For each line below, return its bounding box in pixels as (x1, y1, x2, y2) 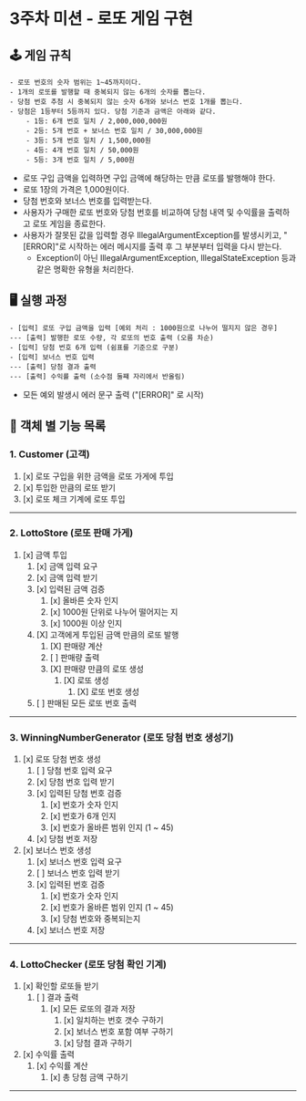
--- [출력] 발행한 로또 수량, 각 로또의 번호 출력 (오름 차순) (9, 333, 214, 342)
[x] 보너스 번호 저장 (36, 925, 106, 936)
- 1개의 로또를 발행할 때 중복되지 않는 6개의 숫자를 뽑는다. (9, 88, 207, 97)
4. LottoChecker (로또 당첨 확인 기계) (9, 959, 167, 971)
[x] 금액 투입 (22, 549, 68, 560)
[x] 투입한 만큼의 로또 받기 (22, 482, 117, 493)
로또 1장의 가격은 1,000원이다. (22, 184, 130, 194)
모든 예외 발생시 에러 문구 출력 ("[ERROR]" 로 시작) (22, 389, 204, 400)
